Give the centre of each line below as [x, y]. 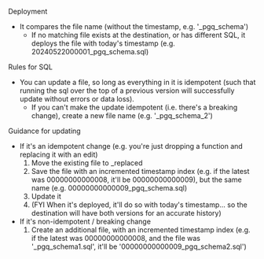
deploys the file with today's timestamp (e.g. [103, 43]
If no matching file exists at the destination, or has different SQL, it [138, 35]
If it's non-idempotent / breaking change [85, 221]
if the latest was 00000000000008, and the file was [115, 238]
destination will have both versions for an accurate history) [126, 213]
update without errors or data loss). [77, 99]
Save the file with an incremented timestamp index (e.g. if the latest [140, 171]
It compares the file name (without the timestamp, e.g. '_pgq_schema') [134, 26]
